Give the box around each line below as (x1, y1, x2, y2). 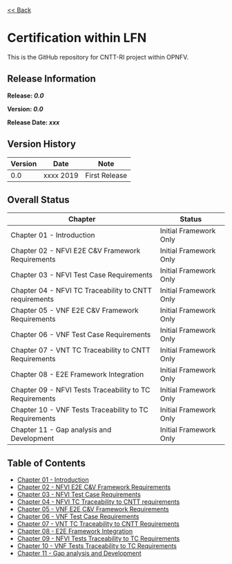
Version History (7, 138, 76, 150)
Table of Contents (7, 457, 86, 469)
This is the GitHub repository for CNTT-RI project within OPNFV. (7, 53, 188, 61)
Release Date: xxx (7, 118, 60, 127)
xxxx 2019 (43, 170, 79, 180)
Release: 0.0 (7, 91, 44, 100)
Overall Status (7, 194, 70, 206)
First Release (85, 170, 128, 180)
